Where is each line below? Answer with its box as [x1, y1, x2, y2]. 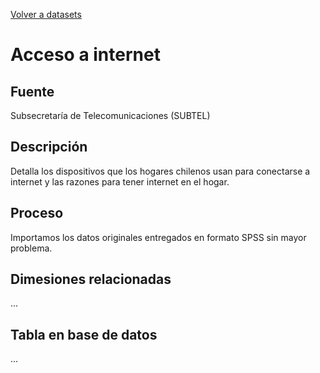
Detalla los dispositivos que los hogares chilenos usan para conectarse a [10, 165, 311, 177]
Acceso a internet [10, 44, 161, 66]
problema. [10, 242, 53, 254]
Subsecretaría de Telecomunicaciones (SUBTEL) [10, 110, 211, 121]
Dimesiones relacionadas [10, 271, 172, 288]
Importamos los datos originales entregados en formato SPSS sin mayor [10, 231, 307, 243]
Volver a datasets [10, 9, 82, 20]
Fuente [10, 83, 55, 100]
